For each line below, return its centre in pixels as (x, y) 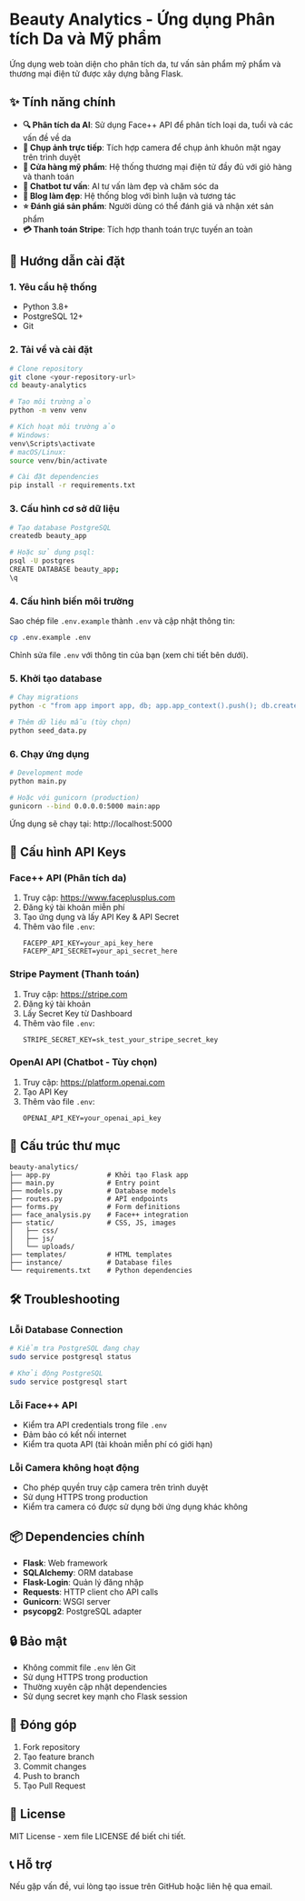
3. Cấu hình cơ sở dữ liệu (64, 509)
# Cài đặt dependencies (54, 477)
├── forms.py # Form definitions (95, 1206)
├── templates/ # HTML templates (91, 1255)
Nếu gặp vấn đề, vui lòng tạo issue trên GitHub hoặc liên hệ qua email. (141, 1886)
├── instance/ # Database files (91, 1262)
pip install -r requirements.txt (73, 485)
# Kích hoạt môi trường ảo (63, 427)
